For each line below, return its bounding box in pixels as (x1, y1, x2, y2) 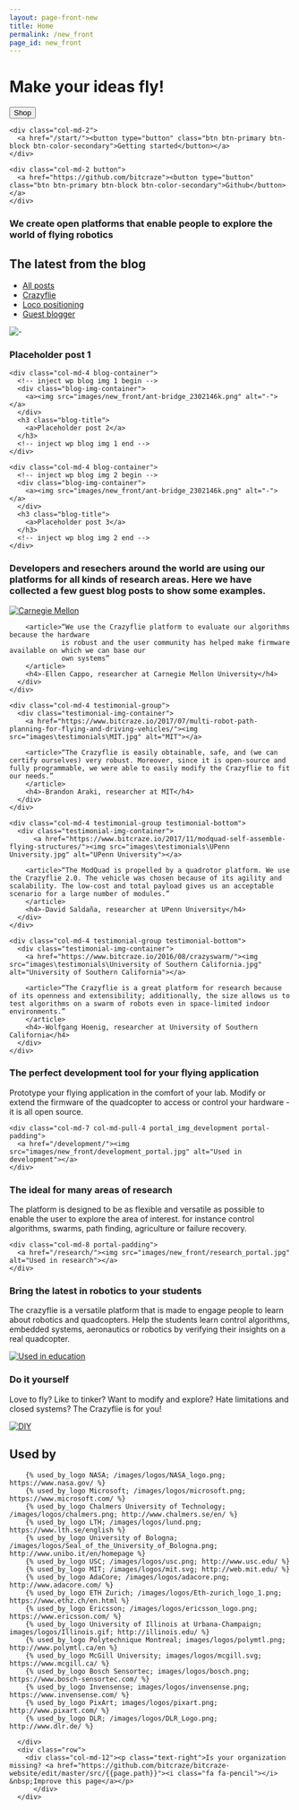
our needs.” (9, 771, 54, 780)
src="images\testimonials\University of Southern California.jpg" (9, 960, 262, 969)
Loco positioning (21, 299, 85, 309)
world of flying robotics (9, 229, 114, 241)
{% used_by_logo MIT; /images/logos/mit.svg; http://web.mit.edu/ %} (25, 1564, 291, 1574)
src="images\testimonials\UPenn (108, 842, 230, 851)
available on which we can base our (9, 646, 146, 655)
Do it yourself (9, 1373, 70, 1386)
